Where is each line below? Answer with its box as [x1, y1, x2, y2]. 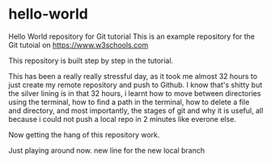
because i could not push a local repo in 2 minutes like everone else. [8, 114, 237, 123]
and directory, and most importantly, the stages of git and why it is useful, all [8, 106, 264, 115]
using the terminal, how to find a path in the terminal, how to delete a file [8, 97, 250, 107]
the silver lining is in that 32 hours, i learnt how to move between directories [8, 88, 261, 98]
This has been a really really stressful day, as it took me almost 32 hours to [8, 71, 257, 81]
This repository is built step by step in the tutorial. [8, 56, 174, 65]
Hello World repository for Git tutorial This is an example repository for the [8, 31, 256, 41]
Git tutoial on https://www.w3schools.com [8, 40, 149, 49]
